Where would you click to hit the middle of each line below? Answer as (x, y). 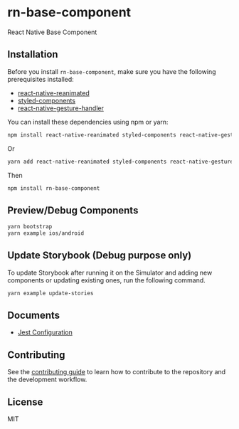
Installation (33, 54)
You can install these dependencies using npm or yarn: (88, 122)
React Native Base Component (52, 32)
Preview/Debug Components (73, 210)
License (25, 402)
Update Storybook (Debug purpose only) (100, 256)
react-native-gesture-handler (61, 108)
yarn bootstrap (30, 227)
